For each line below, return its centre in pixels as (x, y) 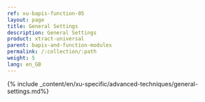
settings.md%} (28, 91)
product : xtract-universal (46, 39)
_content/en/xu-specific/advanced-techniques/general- (119, 84)
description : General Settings (52, 33)
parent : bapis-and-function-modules (60, 45)
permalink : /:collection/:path (52, 52)
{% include (23, 84)
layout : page (26, 20)
